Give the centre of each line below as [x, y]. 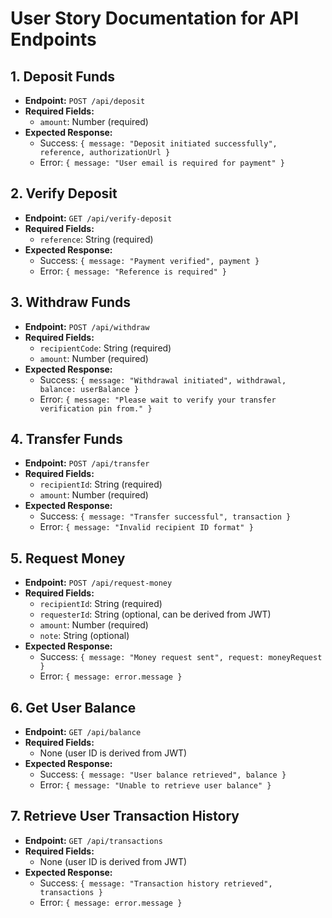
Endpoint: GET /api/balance [83, 732]
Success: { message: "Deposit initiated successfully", [158, 143]
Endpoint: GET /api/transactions [93, 840]
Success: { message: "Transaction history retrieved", [156, 883]
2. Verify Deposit [64, 193]
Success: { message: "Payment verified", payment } [149, 260]
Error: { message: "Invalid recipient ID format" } [146, 527]
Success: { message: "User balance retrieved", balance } [163, 774]
